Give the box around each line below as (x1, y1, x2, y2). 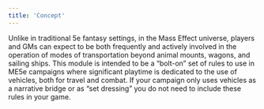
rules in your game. (8, 92, 71, 101)
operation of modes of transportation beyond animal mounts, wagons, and (8, 50, 251, 59)
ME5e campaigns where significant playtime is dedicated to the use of (8, 66, 237, 76)
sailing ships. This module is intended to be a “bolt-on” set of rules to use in (8, 58, 255, 68)
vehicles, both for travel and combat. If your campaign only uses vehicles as (8, 75, 257, 85)
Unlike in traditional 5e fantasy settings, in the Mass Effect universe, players (8, 33, 255, 43)
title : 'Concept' (8, 11, 66, 20)
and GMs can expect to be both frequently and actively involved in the (8, 41, 237, 51)
